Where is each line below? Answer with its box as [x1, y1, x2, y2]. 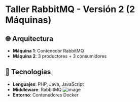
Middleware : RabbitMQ [12, 86, 62, 92]
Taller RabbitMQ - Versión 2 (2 [5, 4, 135, 15]
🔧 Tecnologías [5, 68, 51, 76]
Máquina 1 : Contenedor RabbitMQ [12, 48, 84, 54]
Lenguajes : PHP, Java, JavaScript [12, 81, 84, 87]
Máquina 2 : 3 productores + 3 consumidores [12, 53, 107, 59]
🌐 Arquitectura [5, 34, 54, 43]
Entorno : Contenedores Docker [12, 92, 79, 98]
